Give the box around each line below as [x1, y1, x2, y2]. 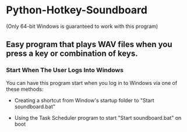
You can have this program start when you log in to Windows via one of [6, 79, 178, 86]
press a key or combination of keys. [6, 49, 138, 59]
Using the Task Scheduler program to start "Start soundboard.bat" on [14, 114, 182, 121]
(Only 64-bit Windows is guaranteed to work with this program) [6, 23, 158, 30]
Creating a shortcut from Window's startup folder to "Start [14, 97, 154, 104]
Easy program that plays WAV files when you [6, 40, 172, 49]
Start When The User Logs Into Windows [6, 66, 124, 74]
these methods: [6, 85, 44, 92]
